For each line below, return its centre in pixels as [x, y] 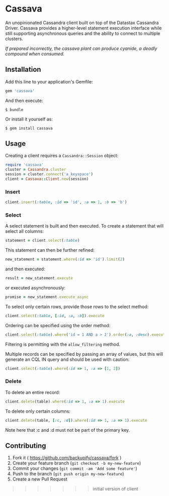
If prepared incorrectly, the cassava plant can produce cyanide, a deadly [81, 48]
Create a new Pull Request [40, 479]
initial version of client [115, 489]
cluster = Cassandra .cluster [36, 170]
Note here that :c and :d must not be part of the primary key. [68, 430]
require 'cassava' [24, 165]
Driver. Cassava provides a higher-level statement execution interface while [83, 28]
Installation [23, 70]
